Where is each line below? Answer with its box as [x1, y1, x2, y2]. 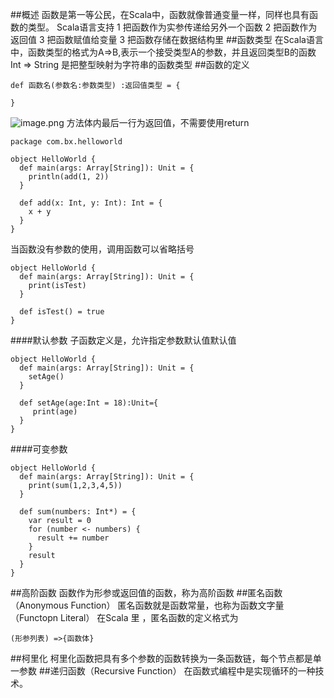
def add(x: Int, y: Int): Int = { [19, 198, 163, 208]
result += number [36, 533, 110, 543]
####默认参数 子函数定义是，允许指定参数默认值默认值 [10, 334, 237, 346]
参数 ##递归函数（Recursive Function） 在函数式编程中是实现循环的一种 [18, 665, 316, 677]
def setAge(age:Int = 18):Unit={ [19, 398, 159, 408]
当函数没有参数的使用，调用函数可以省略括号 [10, 243, 195, 255]
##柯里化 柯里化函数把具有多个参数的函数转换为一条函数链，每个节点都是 [10, 653, 313, 664]
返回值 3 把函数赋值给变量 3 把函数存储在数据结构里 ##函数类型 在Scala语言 [10, 34, 324, 45]
